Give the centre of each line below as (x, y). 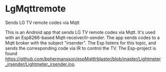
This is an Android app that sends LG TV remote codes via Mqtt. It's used (80, 32)
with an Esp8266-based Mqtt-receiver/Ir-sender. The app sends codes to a (83, 37)
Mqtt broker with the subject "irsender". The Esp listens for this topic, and (81, 42)
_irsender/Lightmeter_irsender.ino (40, 64)
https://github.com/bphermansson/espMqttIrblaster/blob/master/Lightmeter (83, 58)
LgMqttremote (36, 9)
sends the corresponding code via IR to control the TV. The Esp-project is (81, 48)
